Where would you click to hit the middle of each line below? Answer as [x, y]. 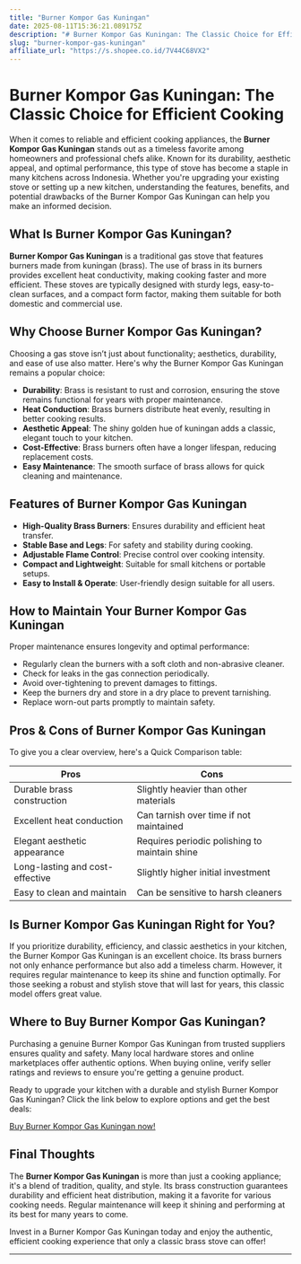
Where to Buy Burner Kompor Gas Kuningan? [138, 1022]
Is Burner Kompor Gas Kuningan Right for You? [142, 924]
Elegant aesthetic [50, 841]
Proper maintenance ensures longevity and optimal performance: [129, 646]
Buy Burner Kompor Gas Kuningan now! [82, 1126]
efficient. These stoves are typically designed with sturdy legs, [125, 285]
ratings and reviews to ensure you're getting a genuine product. [127, 1072]
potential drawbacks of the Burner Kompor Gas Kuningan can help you [140, 197]
